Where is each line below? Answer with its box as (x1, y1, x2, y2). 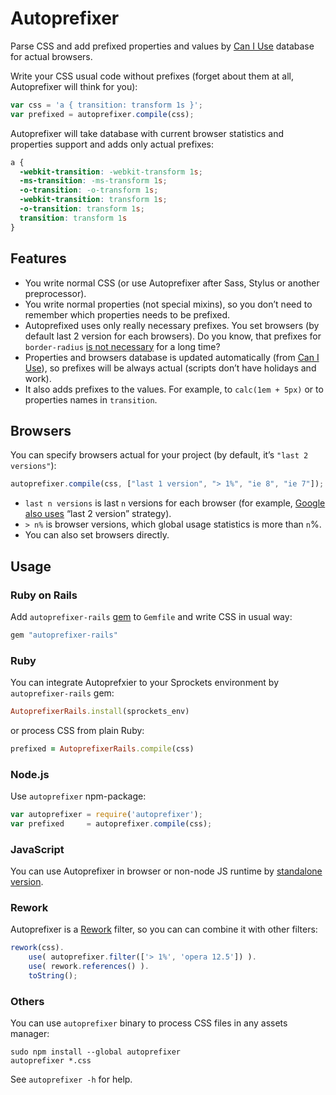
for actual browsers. (10, 50, 93, 62)
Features (10, 250, 67, 267)
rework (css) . (10, 943, 65, 953)
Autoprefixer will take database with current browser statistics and (10, 127, 284, 139)
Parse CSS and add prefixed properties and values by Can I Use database (10, 40, 315, 52)
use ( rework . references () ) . (28, 962, 150, 972)
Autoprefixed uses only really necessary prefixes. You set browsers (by (24, 319, 320, 331)
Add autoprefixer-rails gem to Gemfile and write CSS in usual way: (10, 610, 293, 622)
